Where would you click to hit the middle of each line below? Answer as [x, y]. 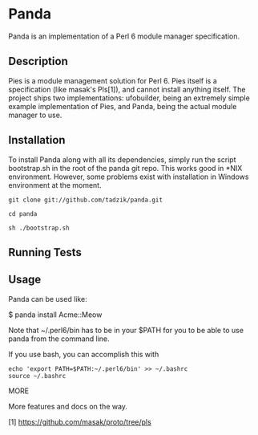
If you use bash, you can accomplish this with [84, 354]
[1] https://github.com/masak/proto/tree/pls [80, 421]
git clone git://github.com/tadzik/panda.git [85, 200]
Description [38, 61]
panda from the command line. [59, 339]
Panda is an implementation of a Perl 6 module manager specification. [124, 36]
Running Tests [45, 252]
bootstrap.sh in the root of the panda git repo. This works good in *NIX [125, 168]
